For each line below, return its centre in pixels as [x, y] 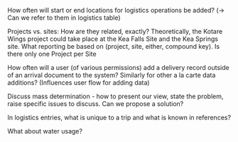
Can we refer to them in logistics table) [64, 18]
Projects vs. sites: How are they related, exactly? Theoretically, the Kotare [115, 31]
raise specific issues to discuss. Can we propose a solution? [96, 104]
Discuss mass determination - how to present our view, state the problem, [115, 96]
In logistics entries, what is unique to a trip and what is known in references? [119, 117]
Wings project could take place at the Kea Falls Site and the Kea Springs [113, 39]
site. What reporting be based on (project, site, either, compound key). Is [114, 46]
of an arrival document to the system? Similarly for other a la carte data [112, 75]
